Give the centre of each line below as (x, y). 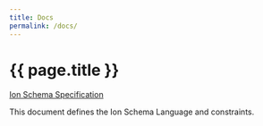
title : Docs (31, 17)
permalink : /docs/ (43, 26)
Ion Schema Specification (57, 95)
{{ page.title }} (64, 70)
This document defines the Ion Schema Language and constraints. (132, 112)
